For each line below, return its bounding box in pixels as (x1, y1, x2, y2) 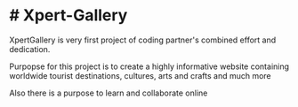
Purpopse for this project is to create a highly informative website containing (9, 61, 290, 72)
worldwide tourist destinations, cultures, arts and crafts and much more (9, 70, 271, 80)
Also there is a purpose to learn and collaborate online (9, 88, 208, 98)
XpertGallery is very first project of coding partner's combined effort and (9, 34, 277, 45)
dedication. (9, 43, 51, 54)
